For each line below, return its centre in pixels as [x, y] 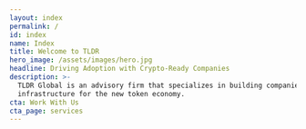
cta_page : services [46, 111]
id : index [28, 35]
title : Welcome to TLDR [55, 52]
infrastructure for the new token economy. [101, 94]
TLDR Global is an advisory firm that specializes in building [140, 85]
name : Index [32, 43]
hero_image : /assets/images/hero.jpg [81, 60]
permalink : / [34, 26]
